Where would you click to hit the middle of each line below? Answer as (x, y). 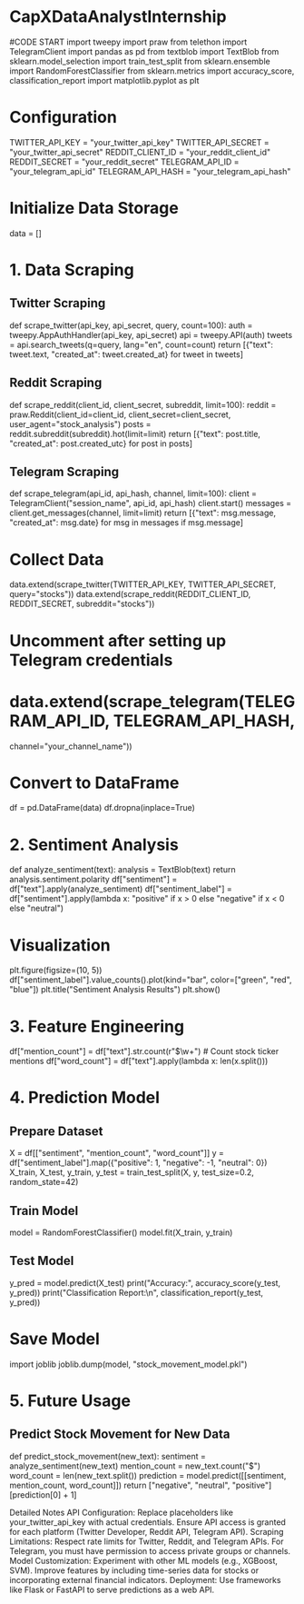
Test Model (42, 1261)
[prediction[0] (35, 1494)
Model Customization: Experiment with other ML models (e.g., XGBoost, (144, 1560)
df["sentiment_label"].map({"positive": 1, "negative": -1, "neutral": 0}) (138, 1163)
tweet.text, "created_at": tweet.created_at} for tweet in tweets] (126, 354)
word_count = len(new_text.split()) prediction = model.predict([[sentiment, (148, 1475)
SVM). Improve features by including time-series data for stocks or (134, 1570)
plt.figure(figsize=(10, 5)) (56, 971)
